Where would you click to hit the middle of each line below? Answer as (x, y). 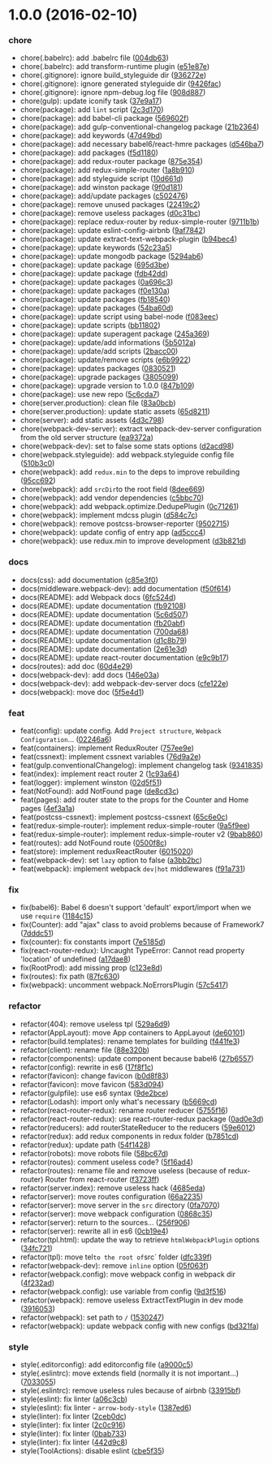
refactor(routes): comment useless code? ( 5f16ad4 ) (106, 1162)
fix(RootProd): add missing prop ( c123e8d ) (91, 968)
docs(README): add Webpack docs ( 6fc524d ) (98, 597)
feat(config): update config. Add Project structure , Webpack (121, 731)
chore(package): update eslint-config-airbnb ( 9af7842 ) (113, 231)
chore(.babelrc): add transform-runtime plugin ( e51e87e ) (114, 67)
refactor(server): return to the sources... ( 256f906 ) (105, 1222)
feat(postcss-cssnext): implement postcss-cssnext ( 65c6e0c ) (124, 817)
